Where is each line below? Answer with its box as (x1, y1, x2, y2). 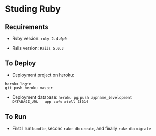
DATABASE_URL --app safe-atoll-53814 (12, 99, 89, 104)
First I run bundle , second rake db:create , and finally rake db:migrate (12, 125, 151, 131)
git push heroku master (5, 85, 53, 90)
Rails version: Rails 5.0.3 (12, 45, 64, 51)
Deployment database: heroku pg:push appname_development (12, 94, 132, 100)
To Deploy (5, 59, 36, 68)
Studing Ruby (5, 3, 61, 15)
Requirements (5, 23, 48, 31)
